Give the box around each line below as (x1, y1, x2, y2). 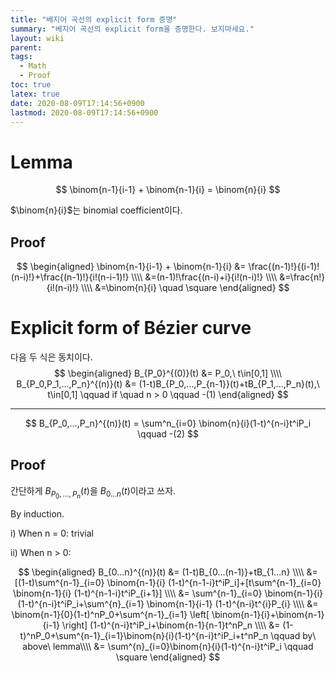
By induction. (10, 508, 65, 520)
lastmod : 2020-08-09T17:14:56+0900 (10, 107, 159, 118)
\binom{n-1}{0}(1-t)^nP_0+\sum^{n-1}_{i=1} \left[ (11, 609, 210, 620)
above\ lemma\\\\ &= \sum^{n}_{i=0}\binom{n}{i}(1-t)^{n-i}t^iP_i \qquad (22, 641, 314, 652)
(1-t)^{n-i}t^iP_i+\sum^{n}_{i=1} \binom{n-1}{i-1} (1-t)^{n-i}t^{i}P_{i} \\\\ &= (17, 598, 319, 610)
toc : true (10, 80, 52, 90)
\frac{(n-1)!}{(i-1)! (248, 261, 320, 273)
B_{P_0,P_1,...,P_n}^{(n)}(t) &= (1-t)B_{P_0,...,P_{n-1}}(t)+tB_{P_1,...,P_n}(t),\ (16, 378, 320, 390)
